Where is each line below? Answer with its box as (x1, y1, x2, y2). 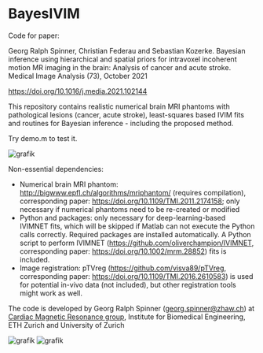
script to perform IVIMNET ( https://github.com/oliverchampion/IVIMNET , (19, 238, 254, 247)
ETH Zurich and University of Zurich (8, 320, 125, 329)
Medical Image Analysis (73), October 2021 (8, 71, 148, 80)
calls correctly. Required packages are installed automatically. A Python (19, 229, 251, 239)
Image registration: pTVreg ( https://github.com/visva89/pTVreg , (19, 263, 226, 273)
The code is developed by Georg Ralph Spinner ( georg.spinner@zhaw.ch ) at (8, 303, 255, 313)
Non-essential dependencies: (8, 164, 104, 173)
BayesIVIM (8, 5, 80, 23)
